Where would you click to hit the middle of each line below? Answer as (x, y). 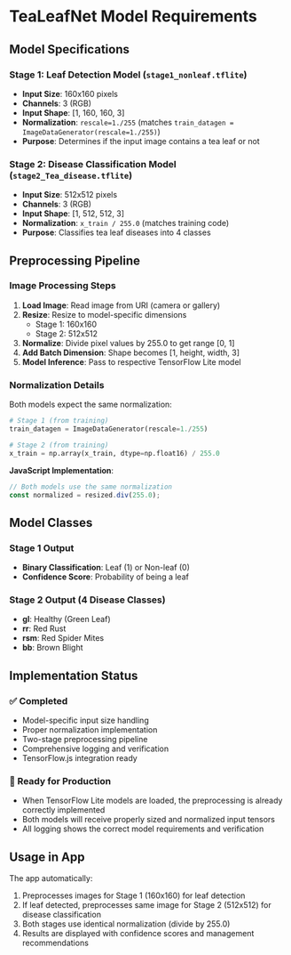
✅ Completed (39, 700)
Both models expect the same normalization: (91, 405)
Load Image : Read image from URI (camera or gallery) (121, 305)
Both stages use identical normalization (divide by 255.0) (126, 924)
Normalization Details (57, 384)
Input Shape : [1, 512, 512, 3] (73, 214)
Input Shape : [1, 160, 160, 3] (73, 112)
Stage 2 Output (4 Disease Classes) (87, 600)
